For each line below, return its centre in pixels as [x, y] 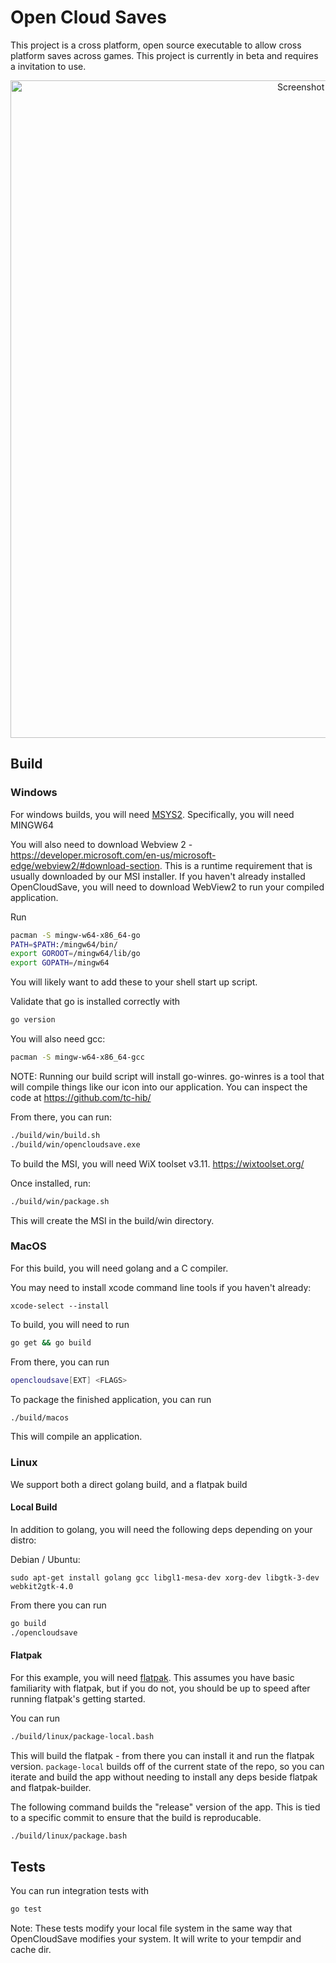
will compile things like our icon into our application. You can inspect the [159, 1087]
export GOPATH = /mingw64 [60, 963]
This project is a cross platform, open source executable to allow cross [156, 45]
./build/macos [40, 1417]
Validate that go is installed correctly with [95, 1002]
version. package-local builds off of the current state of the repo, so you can [167, 1766]
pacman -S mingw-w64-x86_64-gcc [77, 1057]
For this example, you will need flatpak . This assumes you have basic [152, 1677]
